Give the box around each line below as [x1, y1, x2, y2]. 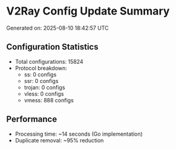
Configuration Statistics [6, 42, 99, 52]
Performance [6, 114, 57, 125]
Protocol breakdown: [15, 64, 68, 71]
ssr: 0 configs [24, 77, 59, 84]
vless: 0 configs [24, 90, 64, 98]
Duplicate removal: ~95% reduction [15, 136, 104, 144]
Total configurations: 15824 [15, 58, 83, 65]
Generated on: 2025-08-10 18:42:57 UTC [6, 24, 109, 31]
